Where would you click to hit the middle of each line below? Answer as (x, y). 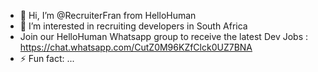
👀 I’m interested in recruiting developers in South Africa (133, 26)
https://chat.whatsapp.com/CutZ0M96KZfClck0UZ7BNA (136, 47)
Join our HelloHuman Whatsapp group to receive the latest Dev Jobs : (163, 36)
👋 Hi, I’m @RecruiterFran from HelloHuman (108, 15)
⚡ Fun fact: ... (47, 58)
